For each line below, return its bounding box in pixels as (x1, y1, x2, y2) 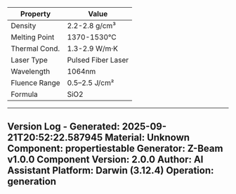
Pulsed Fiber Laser (67, 56, 129, 65)
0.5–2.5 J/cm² (67, 78, 114, 87)
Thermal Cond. (11, 44, 60, 53)
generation (7, 176, 57, 188)
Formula (11, 89, 39, 99)
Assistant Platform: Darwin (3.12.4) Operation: (7, 164, 214, 176)
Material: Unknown (104, 131, 190, 143)
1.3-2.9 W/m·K (67, 44, 118, 53)
